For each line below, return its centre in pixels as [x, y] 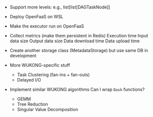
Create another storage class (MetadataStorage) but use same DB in [79, 50]
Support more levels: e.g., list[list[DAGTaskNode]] [60, 7]
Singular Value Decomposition [48, 109]
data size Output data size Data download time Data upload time [75, 41]
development [23, 56]
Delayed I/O [29, 80]
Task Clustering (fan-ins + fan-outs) [53, 75]
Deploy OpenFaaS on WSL [37, 16]
